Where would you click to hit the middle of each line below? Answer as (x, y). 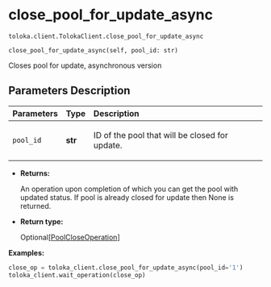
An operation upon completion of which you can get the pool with (129, 189)
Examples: (26, 252)
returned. (35, 206)
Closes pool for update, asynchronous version (85, 65)
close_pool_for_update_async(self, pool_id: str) (94, 50)
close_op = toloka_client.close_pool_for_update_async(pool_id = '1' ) (126, 268)
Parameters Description (69, 91)
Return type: (42, 221)
